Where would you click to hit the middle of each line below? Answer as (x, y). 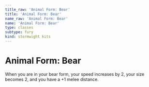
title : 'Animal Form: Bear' (33, 14)
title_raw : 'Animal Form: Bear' (37, 9)
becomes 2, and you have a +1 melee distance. (52, 79)
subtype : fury (19, 32)
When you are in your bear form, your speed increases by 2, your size (75, 74)
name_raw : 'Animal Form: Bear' (37, 18)
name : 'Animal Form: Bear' (32, 23)
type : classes (19, 28)
